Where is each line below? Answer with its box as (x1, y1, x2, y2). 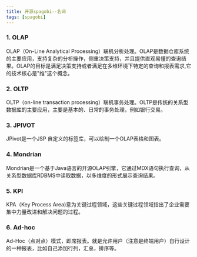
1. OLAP (6, 34, 29, 42)
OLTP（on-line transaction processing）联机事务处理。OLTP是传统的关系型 (6, 99, 189, 106)
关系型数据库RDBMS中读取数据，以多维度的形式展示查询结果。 (6, 172, 159, 179)
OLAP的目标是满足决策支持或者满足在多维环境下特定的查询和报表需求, (16, 62, 186, 69)
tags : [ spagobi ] (6, 14, 46, 20)
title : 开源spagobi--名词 (6, 8, 66, 15)
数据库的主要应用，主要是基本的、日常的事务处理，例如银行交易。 (6, 106, 166, 114)
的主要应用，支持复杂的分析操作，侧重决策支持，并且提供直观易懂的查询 (6, 55, 181, 62)
